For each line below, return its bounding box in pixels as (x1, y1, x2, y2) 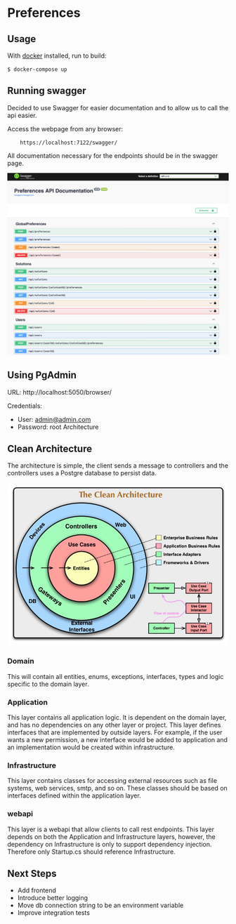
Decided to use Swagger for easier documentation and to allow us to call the (7, 103, 229, 112)
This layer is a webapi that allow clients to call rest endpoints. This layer (7, 825, 214, 833)
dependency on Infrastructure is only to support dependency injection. (7, 840, 212, 848)
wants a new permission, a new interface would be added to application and (7, 736, 228, 744)
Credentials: (7, 402, 43, 410)
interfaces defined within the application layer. (7, 791, 142, 800)
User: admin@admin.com (17, 415, 91, 423)
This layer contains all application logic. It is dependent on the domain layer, (7, 713, 227, 722)
